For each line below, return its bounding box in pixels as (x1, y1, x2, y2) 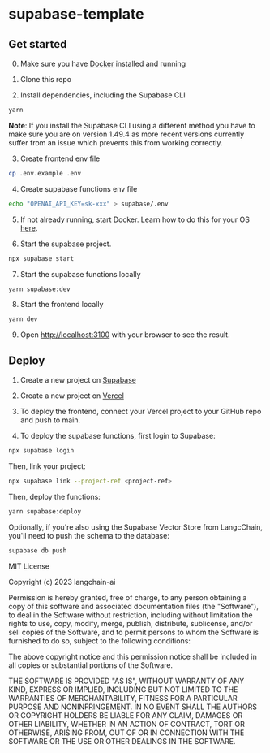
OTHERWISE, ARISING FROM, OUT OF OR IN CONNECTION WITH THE (8, 728, 245, 738)
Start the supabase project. (19, 239, 112, 249)
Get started (8, 37, 67, 51)
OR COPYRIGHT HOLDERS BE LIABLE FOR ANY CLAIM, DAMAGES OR (8, 710, 243, 720)
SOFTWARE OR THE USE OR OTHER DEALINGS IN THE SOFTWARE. (8, 736, 236, 746)
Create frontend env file (19, 154, 101, 163)
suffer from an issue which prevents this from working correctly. (8, 137, 223, 147)
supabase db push (8, 546, 67, 555)
